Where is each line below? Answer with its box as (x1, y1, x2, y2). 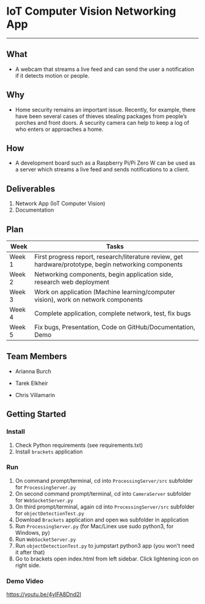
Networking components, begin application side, (34, 270, 173, 278)
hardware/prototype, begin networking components (34, 260, 183, 269)
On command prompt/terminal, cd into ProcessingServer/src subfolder (15, 477, 193, 484)
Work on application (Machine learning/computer (34, 288, 176, 296)
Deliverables (6, 184, 56, 194)
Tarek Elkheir (15, 379, 49, 387)
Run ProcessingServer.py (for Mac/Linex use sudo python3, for (15, 522, 174, 530)
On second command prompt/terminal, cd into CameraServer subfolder (15, 490, 192, 497)
